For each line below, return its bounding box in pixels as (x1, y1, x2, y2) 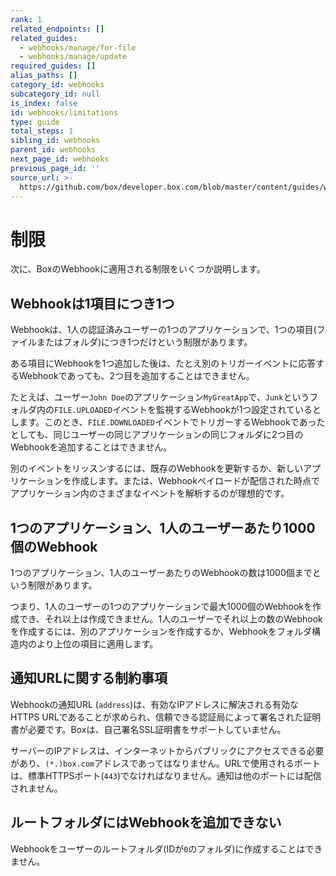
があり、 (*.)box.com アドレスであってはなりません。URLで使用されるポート (10, 757, 322, 769)
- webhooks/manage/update (19, 52, 128, 62)
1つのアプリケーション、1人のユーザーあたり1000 (10, 519, 316, 536)
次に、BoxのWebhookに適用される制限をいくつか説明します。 (10, 263, 266, 275)
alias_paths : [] (10, 71, 78, 81)
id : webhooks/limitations (10, 107, 118, 118)
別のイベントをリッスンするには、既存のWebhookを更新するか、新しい (10, 462, 304, 475)
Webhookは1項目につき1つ (10, 295, 175, 312)
